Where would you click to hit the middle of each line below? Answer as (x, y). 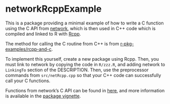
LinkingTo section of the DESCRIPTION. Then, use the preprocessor (77, 70)
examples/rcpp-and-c (28, 49)
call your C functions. (28, 81)
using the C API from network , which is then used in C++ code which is (81, 28)
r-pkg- (127, 43)
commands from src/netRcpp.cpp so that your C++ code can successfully (83, 75)
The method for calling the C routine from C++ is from (62, 43)
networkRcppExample (54, 9)
